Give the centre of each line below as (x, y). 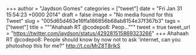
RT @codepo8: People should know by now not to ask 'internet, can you (93, 39)
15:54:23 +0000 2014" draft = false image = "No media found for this (89, 15)
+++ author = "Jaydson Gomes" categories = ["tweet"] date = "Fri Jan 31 (94, 8)
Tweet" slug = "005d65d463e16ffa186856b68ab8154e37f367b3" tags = (93, 21)
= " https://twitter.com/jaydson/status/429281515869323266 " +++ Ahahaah (97, 33)
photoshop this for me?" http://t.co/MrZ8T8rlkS (63, 46)
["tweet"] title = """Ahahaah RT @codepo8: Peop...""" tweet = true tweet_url (98, 27)
